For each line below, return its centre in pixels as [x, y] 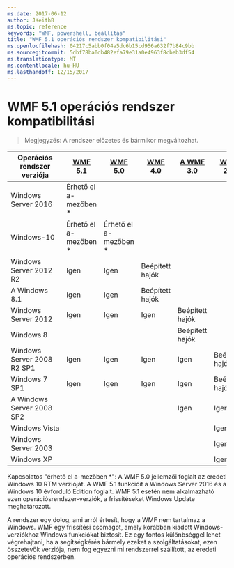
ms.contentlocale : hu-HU [43, 66]
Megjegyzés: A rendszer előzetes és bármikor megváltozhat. [111, 141]
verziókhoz [23, 535]
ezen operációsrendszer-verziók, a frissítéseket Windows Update [101, 499]
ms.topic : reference [37, 26]
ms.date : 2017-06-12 [37, 14]
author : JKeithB [31, 20]
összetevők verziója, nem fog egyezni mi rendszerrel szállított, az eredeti [112, 550]
